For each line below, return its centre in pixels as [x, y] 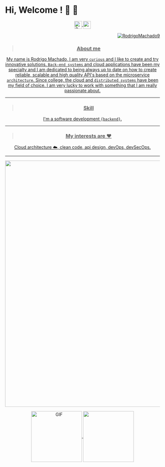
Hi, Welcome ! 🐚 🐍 [42, 10]
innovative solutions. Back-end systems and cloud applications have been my [82, 65]
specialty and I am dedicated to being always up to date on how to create [82, 70]
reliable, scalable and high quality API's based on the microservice [82, 75]
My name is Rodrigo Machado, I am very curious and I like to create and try [82, 59]
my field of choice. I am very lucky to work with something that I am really [82, 85]
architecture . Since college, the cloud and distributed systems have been [82, 80]
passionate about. [82, 91]
